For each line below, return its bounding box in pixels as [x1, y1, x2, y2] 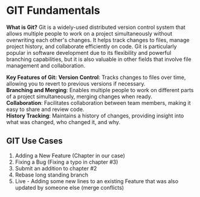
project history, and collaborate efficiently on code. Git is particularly [6, 43, 177, 50]
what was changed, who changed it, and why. [6, 118, 121, 125]
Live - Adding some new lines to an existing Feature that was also [15, 177, 179, 184]
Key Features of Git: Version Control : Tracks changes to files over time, [6, 73, 186, 81]
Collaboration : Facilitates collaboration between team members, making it [6, 99, 192, 106]
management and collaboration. [6, 61, 86, 69]
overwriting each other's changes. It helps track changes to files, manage [6, 36, 190, 43]
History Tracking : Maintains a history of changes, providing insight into [6, 112, 184, 119]
